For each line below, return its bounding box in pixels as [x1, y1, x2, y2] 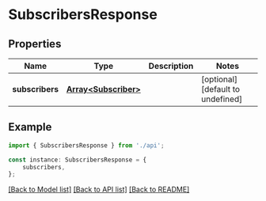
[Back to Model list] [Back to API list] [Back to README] [8, 184, 190, 195]
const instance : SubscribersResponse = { [8, 156, 147, 164]
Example [8, 120, 52, 134]
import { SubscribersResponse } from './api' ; [8, 141, 165, 150]
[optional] [201, 74, 237, 85]
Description [148, 61, 194, 71]
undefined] [201, 93, 243, 104]
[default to [201, 84, 240, 94]
